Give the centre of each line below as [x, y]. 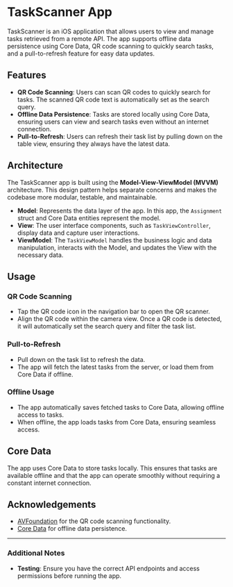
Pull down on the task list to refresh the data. [81, 359]
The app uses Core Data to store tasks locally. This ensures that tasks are [112, 468]
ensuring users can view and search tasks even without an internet [113, 122]
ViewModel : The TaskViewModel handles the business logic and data [114, 240]
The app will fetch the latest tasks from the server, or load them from [115, 367]
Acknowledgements [52, 505]
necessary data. [40, 255]
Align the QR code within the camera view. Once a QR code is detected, [119, 319]
